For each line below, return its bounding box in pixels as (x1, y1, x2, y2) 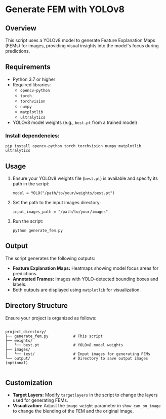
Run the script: (12, 218, 44, 224)
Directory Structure (5, 301, 68, 310)
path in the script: (12, 180, 50, 186)
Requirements (5, 62, 51, 72)
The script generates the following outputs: (5, 255, 95, 261)
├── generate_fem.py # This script (5, 334, 103, 339)
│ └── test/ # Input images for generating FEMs (5, 351, 151, 357)
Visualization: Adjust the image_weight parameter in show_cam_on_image (12, 403, 161, 409)
